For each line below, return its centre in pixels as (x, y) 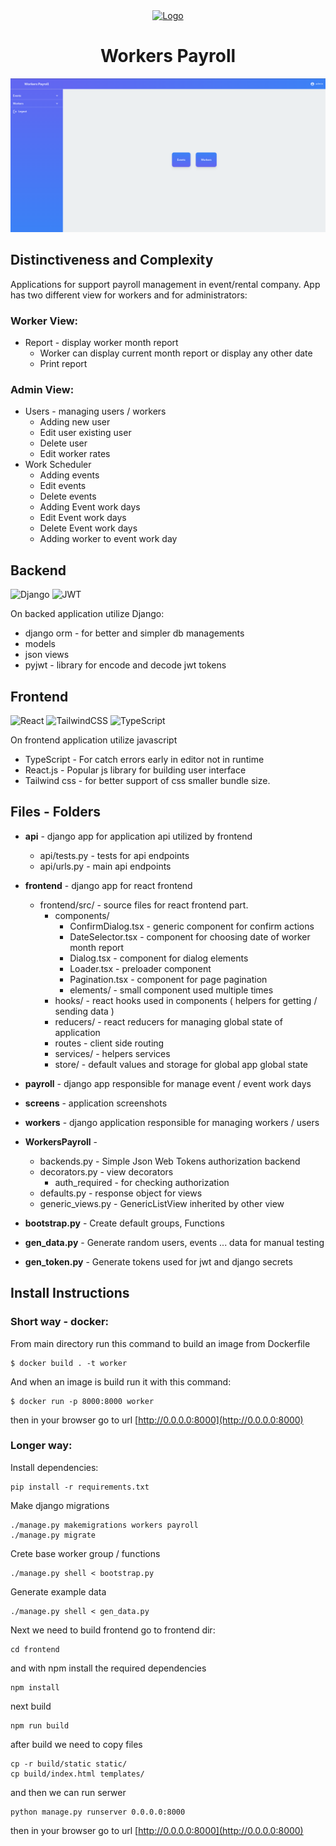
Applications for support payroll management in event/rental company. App (165, 284)
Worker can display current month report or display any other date (176, 353)
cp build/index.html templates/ (77, 1774)
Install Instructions (70, 1293)
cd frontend (35, 1649)
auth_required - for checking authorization (142, 1182)
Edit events (63, 486)
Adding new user (75, 422)
